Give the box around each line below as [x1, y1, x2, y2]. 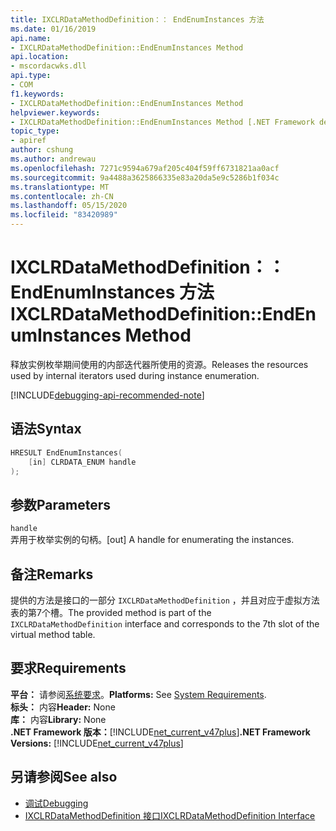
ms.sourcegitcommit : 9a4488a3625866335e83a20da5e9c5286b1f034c [10, 172, 280, 183]
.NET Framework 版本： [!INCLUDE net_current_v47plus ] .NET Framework [10, 726, 311, 738]
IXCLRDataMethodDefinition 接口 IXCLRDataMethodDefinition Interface [24, 809, 316, 821]
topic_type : [10, 126, 60, 136]
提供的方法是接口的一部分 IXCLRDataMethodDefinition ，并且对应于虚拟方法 [10, 594, 320, 606]
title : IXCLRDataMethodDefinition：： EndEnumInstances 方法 [10, 14, 265, 25]
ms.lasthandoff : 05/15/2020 [10, 201, 128, 211]
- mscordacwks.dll [10, 61, 87, 71]
